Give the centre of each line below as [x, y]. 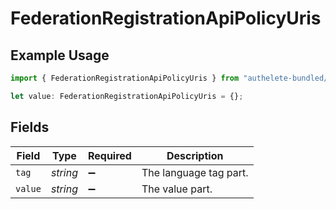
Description [195, 155]
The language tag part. [195, 172]
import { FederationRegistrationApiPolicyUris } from [125, 78]
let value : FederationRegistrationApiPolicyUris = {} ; [127, 96]
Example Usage [60, 55]
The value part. [177, 189]
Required [109, 155]
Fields [30, 127]
